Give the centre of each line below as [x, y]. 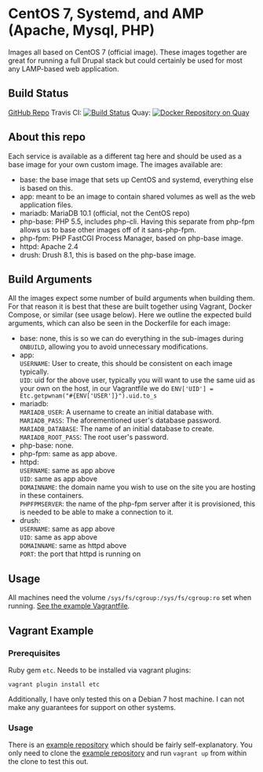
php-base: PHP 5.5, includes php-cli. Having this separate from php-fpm [137, 221]
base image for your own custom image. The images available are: [115, 164]
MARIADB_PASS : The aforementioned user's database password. [120, 420]
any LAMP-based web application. [64, 68]
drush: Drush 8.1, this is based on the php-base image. [108, 254]
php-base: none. [46, 445]
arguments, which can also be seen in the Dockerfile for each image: [119, 324]
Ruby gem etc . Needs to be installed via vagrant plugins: [100, 670]
